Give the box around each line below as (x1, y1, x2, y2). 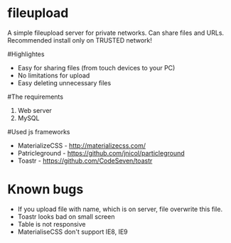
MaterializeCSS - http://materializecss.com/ (17, 141, 146, 150)
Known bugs (7, 181, 84, 198)
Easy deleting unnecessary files (17, 78, 112, 87)
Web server (17, 106, 52, 114)
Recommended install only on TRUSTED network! (7, 36, 153, 44)
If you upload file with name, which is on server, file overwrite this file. (17, 205, 222, 213)
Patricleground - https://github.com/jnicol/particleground (17, 148, 185, 157)
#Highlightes (7, 50, 45, 58)
